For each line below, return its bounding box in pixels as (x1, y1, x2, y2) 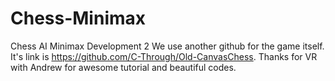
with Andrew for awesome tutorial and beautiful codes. (10, 61, 237, 73)
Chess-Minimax (10, 7, 147, 30)
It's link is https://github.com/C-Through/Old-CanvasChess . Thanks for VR (10, 50, 318, 62)
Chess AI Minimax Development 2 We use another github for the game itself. (10, 40, 325, 52)
